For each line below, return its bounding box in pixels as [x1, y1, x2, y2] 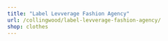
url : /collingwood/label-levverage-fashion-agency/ [7, 17, 161, 24]
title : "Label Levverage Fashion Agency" [7, 10, 130, 17]
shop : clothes [7, 23, 49, 30]
